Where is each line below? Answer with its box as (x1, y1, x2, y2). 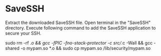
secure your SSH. (5, 30, 41, 36)
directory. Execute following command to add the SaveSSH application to (5, 24, 156, 30)
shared (5, 45, 20, 51)
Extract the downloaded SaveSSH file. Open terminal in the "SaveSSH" (5, 19, 151, 25)
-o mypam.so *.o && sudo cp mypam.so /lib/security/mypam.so (20, 45, 151, 51)
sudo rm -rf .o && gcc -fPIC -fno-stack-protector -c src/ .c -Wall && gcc (5, 39, 153, 45)
